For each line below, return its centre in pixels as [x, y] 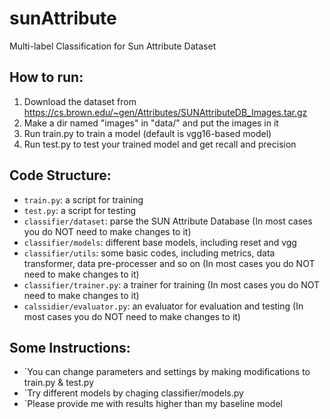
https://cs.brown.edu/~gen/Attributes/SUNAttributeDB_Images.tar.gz [165, 112]
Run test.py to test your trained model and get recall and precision [160, 144]
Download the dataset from [80, 101]
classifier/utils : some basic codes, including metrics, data [149, 253]
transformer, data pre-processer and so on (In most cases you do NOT [169, 263]
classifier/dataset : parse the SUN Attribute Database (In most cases [168, 221]
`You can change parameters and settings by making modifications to [167, 372]
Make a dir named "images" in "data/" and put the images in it [151, 123]
